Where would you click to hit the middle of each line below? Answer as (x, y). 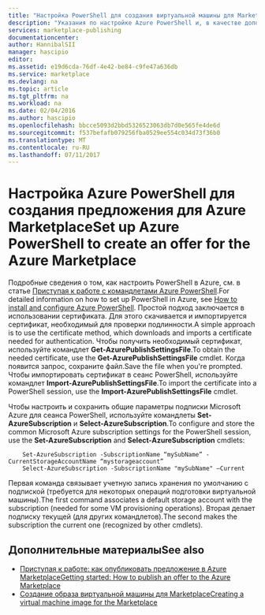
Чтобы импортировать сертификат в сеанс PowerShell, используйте (123, 375)
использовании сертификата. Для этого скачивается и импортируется (127, 316)
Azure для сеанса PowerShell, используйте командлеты (102, 416)
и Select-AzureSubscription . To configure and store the (164, 423)
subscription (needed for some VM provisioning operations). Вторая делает (132, 509)
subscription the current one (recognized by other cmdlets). (106, 525)
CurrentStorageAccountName (52, 462)
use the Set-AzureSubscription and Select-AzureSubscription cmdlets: (127, 440)
